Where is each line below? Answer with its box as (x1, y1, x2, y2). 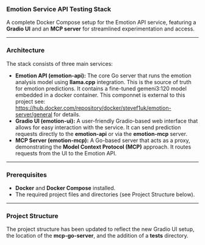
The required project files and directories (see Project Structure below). (15, 191, 195, 198)
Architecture (6, 46, 45, 55)
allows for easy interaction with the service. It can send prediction (15, 124, 181, 131)
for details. (54, 110, 81, 118)
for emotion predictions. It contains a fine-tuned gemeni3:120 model (15, 85, 187, 92)
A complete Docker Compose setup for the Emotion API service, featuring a (6, 19, 196, 26)
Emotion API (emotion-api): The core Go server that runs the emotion (15, 72, 192, 79)
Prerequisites (6, 170, 47, 179)
